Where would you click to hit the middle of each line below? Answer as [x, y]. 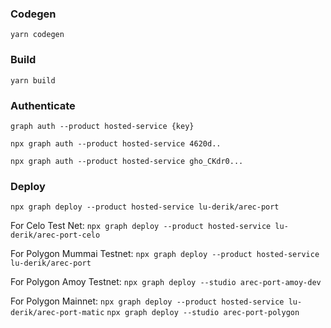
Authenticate [43, 105]
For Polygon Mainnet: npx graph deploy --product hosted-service [147, 301]
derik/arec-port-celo [55, 235]
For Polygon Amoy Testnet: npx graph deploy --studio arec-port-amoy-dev [166, 282]
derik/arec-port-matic [57, 313]
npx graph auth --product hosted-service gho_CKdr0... [127, 161]
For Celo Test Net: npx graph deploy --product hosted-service [141, 226]
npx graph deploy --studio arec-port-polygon [203, 313]
